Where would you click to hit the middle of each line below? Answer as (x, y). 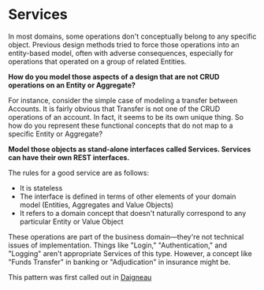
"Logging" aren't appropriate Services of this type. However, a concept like (130, 253)
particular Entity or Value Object (71, 221)
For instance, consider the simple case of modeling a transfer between (123, 100)
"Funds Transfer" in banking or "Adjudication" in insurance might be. (119, 262)
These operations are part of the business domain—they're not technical (126, 236)
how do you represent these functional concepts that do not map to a (121, 125)
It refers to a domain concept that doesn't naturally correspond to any (133, 213)
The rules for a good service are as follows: (79, 173)
